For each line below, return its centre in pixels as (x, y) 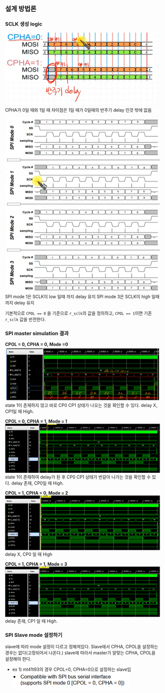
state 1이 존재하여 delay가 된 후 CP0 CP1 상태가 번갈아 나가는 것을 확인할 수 (78, 477)
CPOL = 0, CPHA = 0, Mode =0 (37, 344)
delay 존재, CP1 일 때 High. (31, 621)
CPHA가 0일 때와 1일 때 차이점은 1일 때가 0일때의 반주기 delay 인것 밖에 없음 (79, 110)
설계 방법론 (21, 9)
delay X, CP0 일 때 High (29, 554)
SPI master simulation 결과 (37, 333)
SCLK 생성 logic (24, 24)
